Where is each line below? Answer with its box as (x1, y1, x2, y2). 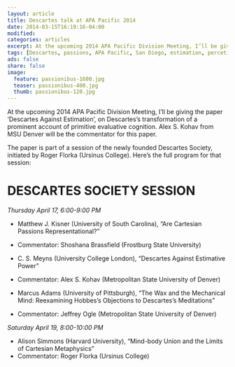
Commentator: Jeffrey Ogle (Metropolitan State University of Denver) (17, 310, 217, 319)
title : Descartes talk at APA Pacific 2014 (7, 17, 136, 24)
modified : (7, 29, 36, 37)
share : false (7, 62, 45, 69)
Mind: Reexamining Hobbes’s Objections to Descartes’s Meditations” (17, 296, 215, 305)
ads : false (7, 56, 39, 63)
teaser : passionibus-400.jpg (13, 82, 99, 89)
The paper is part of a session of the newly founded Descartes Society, (7, 144, 213, 152)
